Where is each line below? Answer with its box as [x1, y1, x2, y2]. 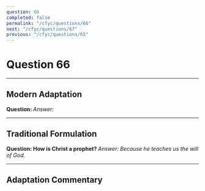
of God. [6, 151, 26, 159]
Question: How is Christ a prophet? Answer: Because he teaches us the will [6, 145, 198, 152]
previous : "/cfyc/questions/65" [6, 32, 88, 38]
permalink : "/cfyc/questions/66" [6, 20, 92, 26]
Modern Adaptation [6, 89, 82, 100]
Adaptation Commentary [6, 175, 103, 186]
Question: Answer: [6, 105, 54, 113]
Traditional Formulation [6, 129, 98, 139]
